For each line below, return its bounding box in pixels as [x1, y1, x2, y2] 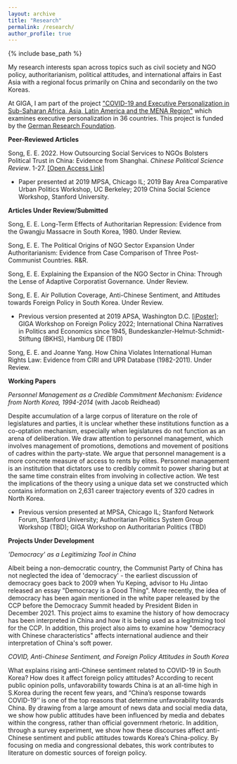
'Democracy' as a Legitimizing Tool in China [8, 550, 136, 559]
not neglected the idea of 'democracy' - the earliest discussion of [8, 571, 198, 580]
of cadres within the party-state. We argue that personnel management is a [8, 449, 226, 458]
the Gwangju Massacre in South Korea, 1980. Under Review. [8, 227, 182, 236]
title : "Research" [8, 17, 62, 24]
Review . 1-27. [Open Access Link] [8, 164, 105, 173]
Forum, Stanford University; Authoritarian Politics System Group [18, 516, 203, 524]
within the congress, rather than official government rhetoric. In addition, [8, 719, 219, 727]
